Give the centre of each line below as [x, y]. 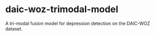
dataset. [14, 28]
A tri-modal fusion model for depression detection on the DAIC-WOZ [78, 23]
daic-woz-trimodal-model [62, 9]
